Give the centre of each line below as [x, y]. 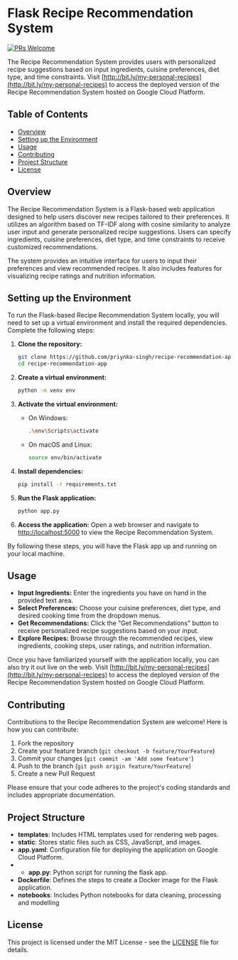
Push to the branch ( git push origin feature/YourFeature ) [104, 766]
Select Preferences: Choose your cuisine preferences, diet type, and [119, 608]
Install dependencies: [50, 471]
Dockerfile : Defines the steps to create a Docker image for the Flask [118, 880]
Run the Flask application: [57, 498]
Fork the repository [46, 744]
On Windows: [48, 418]
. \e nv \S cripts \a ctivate [64, 431]
